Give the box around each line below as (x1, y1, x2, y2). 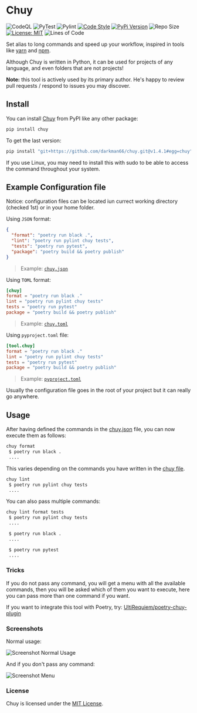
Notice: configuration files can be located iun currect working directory (6, 198, 178, 205)
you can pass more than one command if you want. (6, 592, 130, 599)
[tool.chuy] (6, 342, 35, 349)
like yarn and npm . (6, 46, 51, 54)
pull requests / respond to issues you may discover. (6, 82, 131, 89)
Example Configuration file (6, 182, 106, 192)
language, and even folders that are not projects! (6, 64, 124, 71)
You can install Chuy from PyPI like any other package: (6, 115, 138, 122)
